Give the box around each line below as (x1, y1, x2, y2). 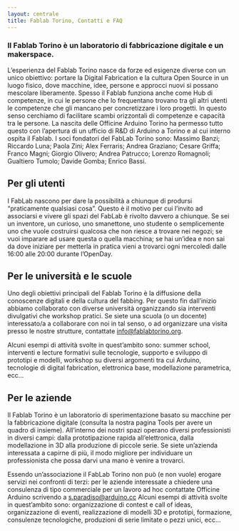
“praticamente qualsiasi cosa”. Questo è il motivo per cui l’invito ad (7, 204, 203, 213)
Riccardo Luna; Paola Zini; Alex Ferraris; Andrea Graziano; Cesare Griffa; (7, 141, 221, 150)
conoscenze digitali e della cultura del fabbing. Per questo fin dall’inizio (7, 297, 217, 305)
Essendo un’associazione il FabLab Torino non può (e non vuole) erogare (7, 470, 222, 479)
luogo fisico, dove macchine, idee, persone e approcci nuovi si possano (7, 81, 219, 89)
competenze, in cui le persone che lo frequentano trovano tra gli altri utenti (7, 96, 228, 104)
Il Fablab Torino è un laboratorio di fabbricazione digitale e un (7, 41, 224, 51)
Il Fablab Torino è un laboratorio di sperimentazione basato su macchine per (7, 411, 232, 420)
